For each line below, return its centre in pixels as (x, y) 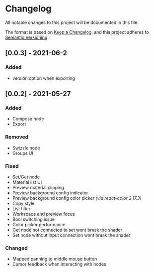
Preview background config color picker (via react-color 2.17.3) (77, 198)
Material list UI (27, 182)
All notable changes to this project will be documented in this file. (72, 22)
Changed (17, 248)
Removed (17, 137)
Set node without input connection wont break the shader (71, 235)
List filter (21, 208)
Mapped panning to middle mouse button (55, 259)
